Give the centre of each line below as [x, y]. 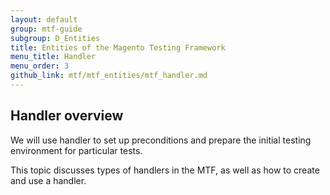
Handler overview [67, 116]
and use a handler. [48, 180]
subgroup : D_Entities [55, 38]
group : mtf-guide [46, 29]
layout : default [44, 19]
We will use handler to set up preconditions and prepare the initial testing [161, 140]
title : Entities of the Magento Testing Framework [118, 47]
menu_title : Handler [53, 57]
